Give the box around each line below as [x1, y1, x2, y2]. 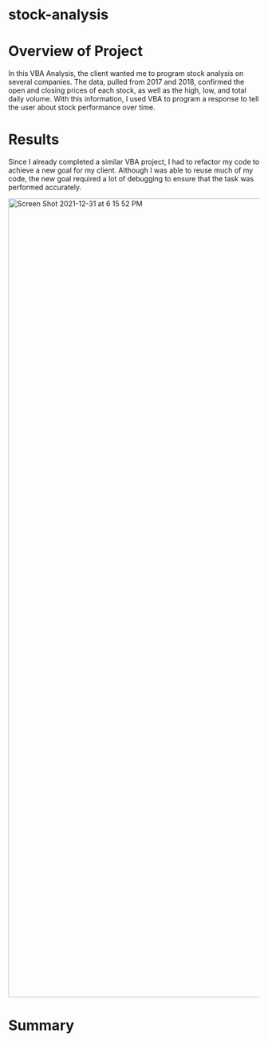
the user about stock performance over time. [8, 102, 156, 113]
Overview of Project [8, 42, 144, 61]
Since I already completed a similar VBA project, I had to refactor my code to [8, 157, 260, 167]
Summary [8, 1016, 74, 1035]
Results [8, 130, 60, 149]
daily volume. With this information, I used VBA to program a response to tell [8, 94, 259, 104]
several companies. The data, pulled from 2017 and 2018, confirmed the [8, 78, 245, 87]
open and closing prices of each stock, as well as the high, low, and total [8, 86, 247, 95]
